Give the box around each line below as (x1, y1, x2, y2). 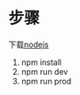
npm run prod (20, 75, 72, 86)
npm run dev (20, 66, 68, 76)
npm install (20, 57, 62, 67)
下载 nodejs (8, 39, 50, 50)
